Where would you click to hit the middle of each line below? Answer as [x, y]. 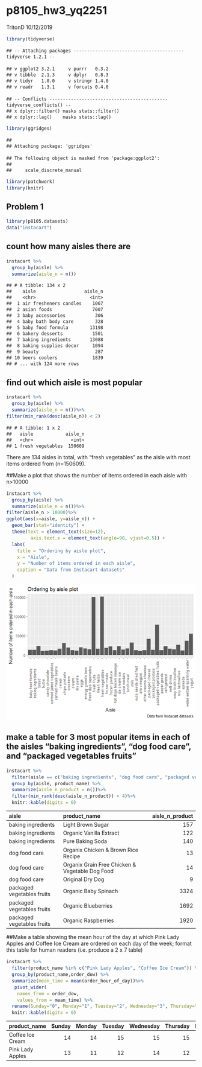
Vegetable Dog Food [88, 871]
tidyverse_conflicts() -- [38, 105]
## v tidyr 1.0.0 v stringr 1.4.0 [58, 81]
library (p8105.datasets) [37, 221]
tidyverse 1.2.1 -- [31, 57]
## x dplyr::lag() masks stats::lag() [59, 117]
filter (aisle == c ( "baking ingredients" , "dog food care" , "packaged [100, 777]
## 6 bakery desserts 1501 [55, 334]
